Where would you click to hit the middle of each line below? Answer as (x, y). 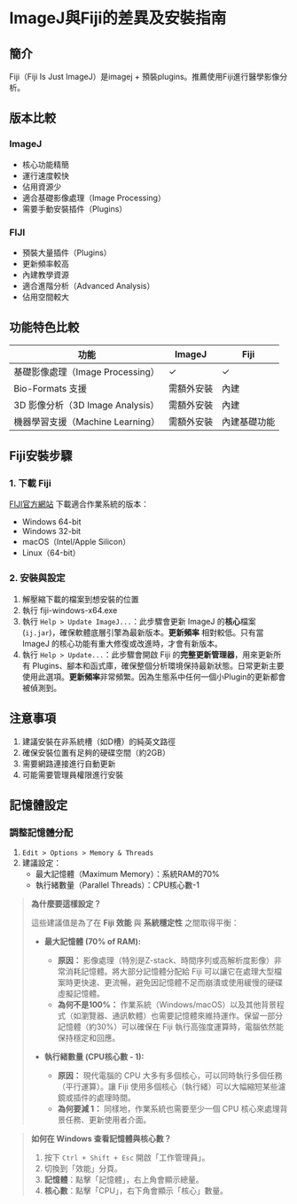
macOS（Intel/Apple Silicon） (76, 542)
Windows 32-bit (51, 532)
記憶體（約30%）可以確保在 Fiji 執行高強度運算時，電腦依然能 (170, 1027)
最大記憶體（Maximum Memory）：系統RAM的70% (127, 874)
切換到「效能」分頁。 (83, 1169)
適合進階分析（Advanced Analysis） (88, 285)
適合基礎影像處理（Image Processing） (94, 198)
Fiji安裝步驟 (41, 456)
